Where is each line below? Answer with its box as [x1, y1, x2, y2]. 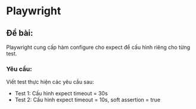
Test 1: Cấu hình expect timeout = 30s [14, 90, 108, 97]
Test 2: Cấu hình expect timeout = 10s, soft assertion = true [14, 96, 161, 104]
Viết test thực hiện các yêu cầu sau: [6, 79, 94, 86]
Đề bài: [6, 28, 33, 38]
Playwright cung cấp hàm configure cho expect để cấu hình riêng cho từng [6, 43, 191, 51]
